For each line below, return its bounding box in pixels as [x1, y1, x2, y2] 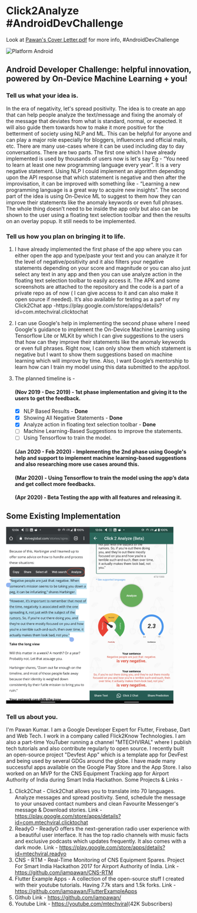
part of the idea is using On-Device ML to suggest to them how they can [6, 193, 181, 200]
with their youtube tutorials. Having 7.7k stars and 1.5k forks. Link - [14, 882, 176, 889]
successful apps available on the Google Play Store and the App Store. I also [6, 764, 192, 771]
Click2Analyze [6, 4, 79, 18]
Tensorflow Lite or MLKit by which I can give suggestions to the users [14, 332, 184, 339]
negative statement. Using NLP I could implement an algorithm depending [6, 167, 185, 174]
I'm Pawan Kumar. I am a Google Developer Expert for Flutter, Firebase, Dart [6, 726, 191, 733]
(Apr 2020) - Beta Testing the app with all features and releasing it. [14, 494, 182, 501]
